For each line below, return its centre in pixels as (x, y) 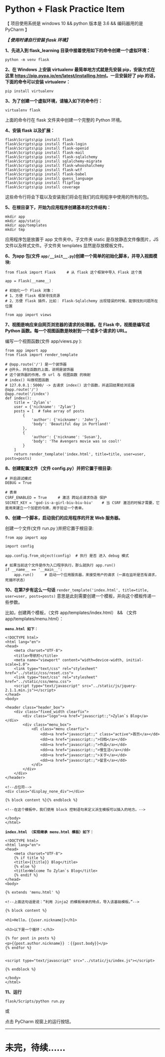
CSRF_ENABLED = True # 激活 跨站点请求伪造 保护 (56, 497)
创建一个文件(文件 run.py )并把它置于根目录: (50, 528)
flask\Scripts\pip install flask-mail (45, 153)
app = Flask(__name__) (28, 281)
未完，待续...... (35, 1048)
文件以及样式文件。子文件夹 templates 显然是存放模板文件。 (66, 245)
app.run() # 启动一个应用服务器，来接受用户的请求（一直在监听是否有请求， (86, 575)
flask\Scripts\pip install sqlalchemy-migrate (54, 161)
